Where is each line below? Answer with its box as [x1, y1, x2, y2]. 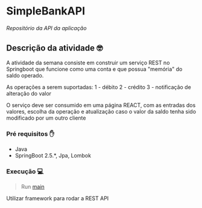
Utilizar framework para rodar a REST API [6, 195, 109, 202]
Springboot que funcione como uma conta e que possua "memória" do [6, 65, 183, 73]
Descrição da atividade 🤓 [6, 43, 103, 54]
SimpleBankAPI [6, 4, 86, 18]
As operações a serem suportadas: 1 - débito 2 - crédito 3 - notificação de [6, 83, 191, 91]
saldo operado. [6, 72, 44, 79]
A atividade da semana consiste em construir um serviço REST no [6, 59, 170, 66]
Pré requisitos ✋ [6, 129, 55, 138]
